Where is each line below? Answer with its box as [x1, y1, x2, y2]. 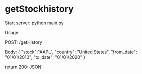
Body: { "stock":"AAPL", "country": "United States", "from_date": [5, 49, 137, 55]
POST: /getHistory [5, 39, 42, 45]
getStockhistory [5, 3, 74, 15]
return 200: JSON [5, 64, 42, 70]
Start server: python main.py [5, 20, 64, 26]
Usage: [5, 29, 20, 35]
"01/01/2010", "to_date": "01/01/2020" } [5, 54, 86, 60]
